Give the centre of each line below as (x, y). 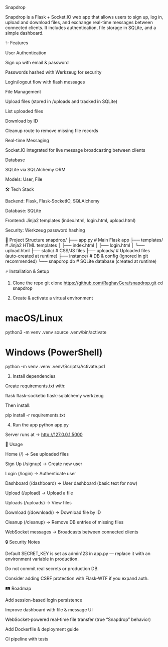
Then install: (18, 405)
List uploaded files (24, 111)
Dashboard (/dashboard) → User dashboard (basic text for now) (71, 483)
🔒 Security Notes (23, 542)
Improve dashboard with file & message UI (49, 609)
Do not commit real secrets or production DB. (52, 568)
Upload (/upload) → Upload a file (39, 493)
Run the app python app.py (41, 424)
